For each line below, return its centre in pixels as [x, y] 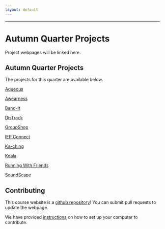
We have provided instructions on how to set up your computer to [71, 217]
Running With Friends [27, 165]
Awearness [16, 98]
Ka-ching [14, 146]
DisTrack [14, 118]
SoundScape [18, 175]
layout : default [22, 10]
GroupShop [17, 127]
